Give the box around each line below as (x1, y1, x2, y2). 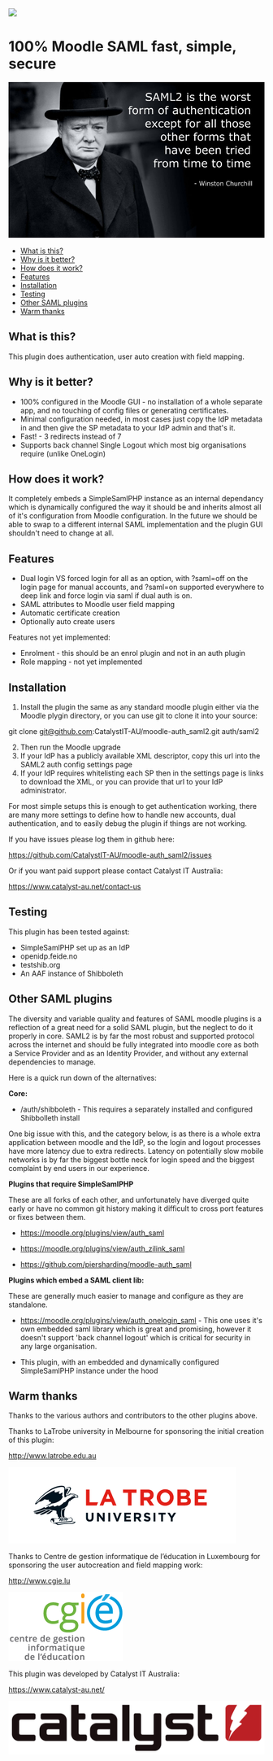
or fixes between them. (8, 1212, 86, 1221)
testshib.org (19, 959, 61, 969)
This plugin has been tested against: (8, 927, 130, 937)
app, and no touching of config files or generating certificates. (19, 405, 229, 415)
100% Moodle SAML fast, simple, (8, 37, 237, 56)
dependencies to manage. (8, 1057, 96, 1067)
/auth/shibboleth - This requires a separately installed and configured (19, 1104, 253, 1114)
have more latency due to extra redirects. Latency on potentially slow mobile (8, 1146, 264, 1156)
